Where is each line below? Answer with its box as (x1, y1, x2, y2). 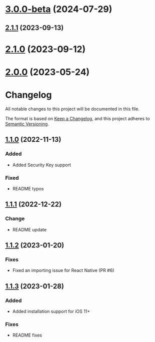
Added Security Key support (12, 162, 71, 168)
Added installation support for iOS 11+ (12, 308, 90, 314)
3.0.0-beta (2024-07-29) (5, 4, 112, 15)
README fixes (12, 332, 42, 338)
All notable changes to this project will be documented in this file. (5, 106, 140, 112)
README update (12, 226, 46, 232)
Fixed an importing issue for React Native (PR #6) (12, 267, 114, 273)
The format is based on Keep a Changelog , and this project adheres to (5, 115, 150, 121)
